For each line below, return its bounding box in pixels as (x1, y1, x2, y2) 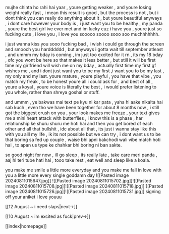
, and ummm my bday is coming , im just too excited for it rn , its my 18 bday (5, 52, 163, 58)
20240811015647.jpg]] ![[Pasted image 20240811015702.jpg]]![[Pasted (5, 178, 151, 183)
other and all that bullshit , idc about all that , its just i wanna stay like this (5, 126, 156, 132)
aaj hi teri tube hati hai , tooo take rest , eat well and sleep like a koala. (5, 157, 150, 163)
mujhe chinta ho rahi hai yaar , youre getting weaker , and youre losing (5, 5, 152, 10)
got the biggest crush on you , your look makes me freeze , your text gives (5, 110, 160, 116)
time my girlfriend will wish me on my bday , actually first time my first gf (5, 63, 156, 68)
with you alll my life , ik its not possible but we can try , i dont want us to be (5, 131, 161, 137)
